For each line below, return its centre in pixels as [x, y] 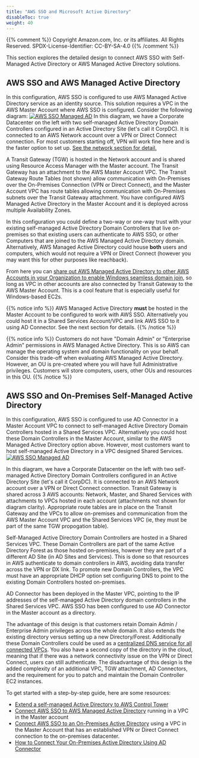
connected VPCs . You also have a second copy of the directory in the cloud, [99, 649]
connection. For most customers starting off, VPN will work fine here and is [98, 141]
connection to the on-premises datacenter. [67, 736]
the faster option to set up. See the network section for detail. [81, 148]
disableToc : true [28, 17]
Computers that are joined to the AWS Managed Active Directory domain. [96, 241]
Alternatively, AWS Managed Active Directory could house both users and [97, 247]
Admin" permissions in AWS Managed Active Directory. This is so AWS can [98, 345]
